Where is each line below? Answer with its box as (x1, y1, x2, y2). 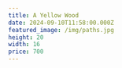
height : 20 (8, 33, 44, 41)
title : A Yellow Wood (8, 11, 79, 20)
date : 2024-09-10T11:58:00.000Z (8, 19, 114, 27)
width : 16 (8, 41, 41, 48)
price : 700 (8, 48, 44, 55)
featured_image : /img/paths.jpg (8, 26, 114, 34)
